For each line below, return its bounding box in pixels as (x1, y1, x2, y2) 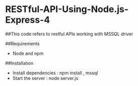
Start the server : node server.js (12, 75, 79, 81)
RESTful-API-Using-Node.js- (5, 4, 129, 15)
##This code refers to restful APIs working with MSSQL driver (5, 31, 133, 37)
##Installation (5, 60, 34, 66)
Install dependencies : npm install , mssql (12, 69, 98, 76)
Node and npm (12, 50, 44, 56)
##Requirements (5, 40, 40, 46)
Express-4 (5, 14, 50, 26)
